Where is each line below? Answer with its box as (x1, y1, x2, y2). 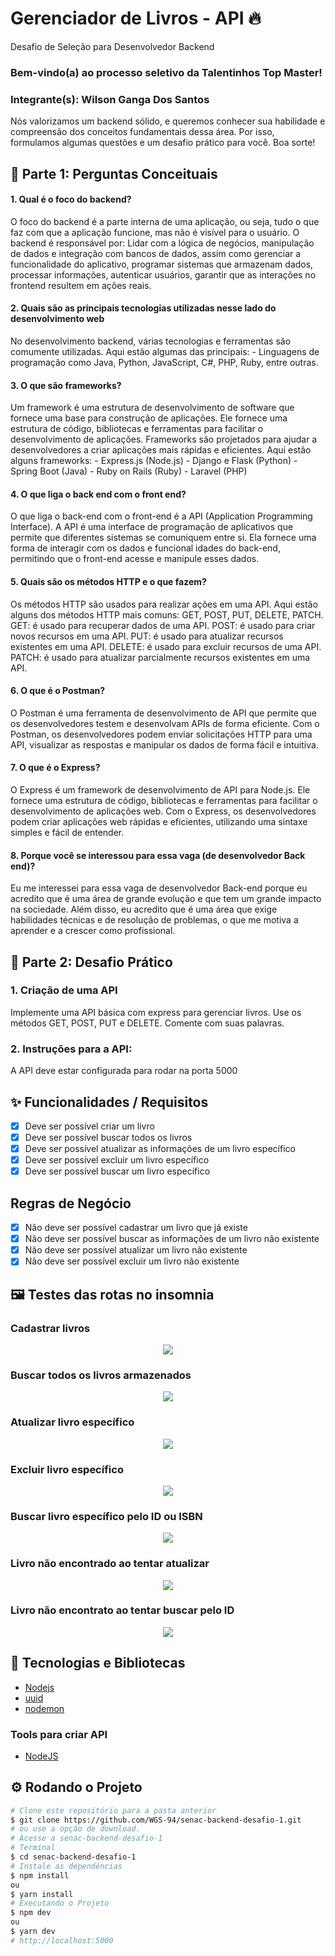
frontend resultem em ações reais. (10, 279, 152, 291)
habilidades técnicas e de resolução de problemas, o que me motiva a (10, 914, 299, 926)
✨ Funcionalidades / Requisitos (10, 1093, 209, 1111)
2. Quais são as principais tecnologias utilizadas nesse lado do (10, 302, 277, 314)
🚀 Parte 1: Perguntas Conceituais (10, 165, 218, 182)
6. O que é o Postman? (10, 685, 106, 697)
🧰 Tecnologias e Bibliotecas (10, 1655, 186, 1672)
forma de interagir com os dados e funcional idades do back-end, (10, 542, 281, 554)
